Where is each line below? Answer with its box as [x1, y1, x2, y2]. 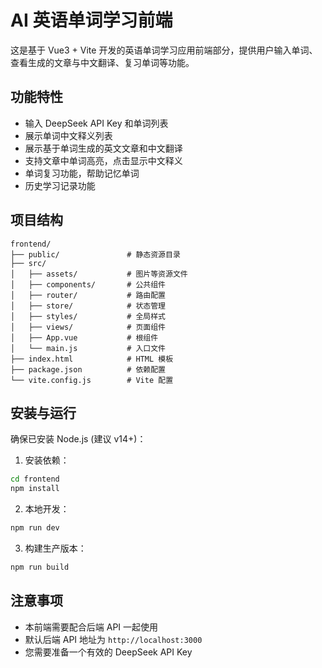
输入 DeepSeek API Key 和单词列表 [24, 117, 169, 129]
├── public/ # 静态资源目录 [10, 249, 181, 260]
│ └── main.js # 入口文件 [10, 343, 167, 353]
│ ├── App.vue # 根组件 [10, 332, 159, 343]
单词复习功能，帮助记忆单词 [24, 167, 140, 179]
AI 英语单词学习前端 [10, 9, 173, 32]
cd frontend [10, 474, 60, 485]
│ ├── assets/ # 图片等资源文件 [10, 269, 188, 279]
